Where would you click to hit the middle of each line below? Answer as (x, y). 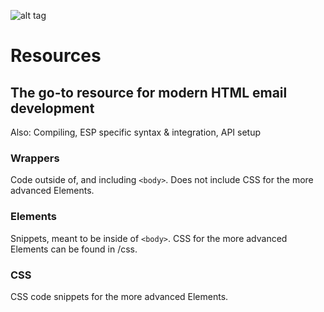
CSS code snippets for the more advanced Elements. (119, 296)
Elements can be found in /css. (74, 249)
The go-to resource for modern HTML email (149, 92)
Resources (56, 56)
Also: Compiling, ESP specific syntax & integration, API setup (136, 132)
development (52, 108)
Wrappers (35, 158)
